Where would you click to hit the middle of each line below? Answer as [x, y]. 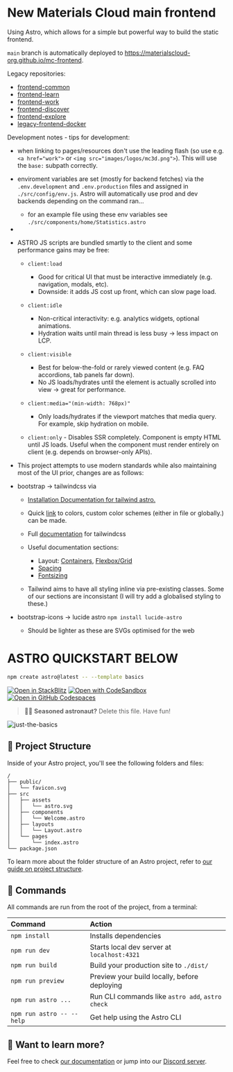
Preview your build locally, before [144, 977]
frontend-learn [38, 94]
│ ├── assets [29, 800]
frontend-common [44, 87]
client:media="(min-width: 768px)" [79, 404]
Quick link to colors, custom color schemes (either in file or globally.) [126, 513]
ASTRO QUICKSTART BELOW [93, 658]
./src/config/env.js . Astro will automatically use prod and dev [107, 193]
